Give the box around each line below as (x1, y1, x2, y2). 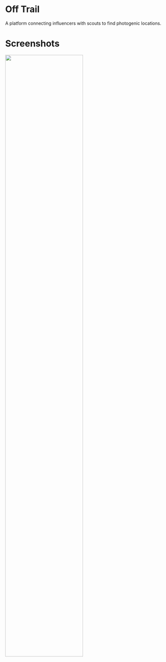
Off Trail (5, 4, 40, 15)
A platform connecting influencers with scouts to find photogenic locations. (5, 20, 161, 26)
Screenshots (5, 38, 60, 49)
